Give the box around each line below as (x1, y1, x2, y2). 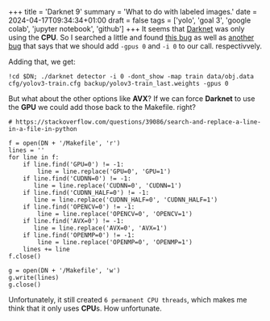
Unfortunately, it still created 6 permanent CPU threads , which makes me (8, 295, 247, 304)
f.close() (8, 252, 42, 260)
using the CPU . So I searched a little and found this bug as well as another (8, 32, 255, 42)
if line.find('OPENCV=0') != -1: (23, 203, 135, 211)
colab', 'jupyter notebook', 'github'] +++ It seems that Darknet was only (8, 24, 245, 33)
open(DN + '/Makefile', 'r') (23, 139, 121, 147)
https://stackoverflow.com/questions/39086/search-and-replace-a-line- (15, 118, 262, 126)
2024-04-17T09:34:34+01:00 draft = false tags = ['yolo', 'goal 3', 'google (8, 15, 251, 25)
